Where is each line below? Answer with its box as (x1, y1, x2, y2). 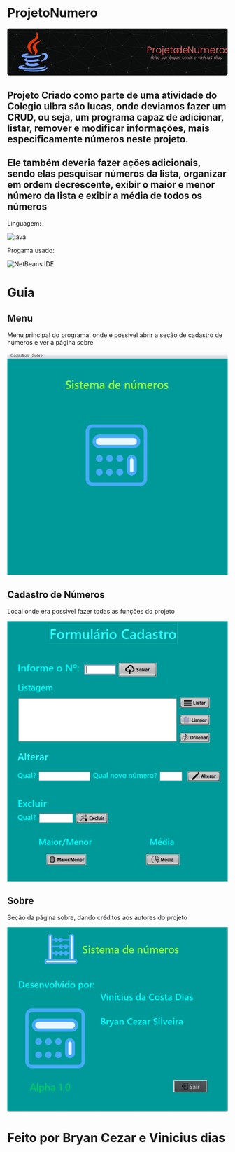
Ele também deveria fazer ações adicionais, (7, 157, 201, 169)
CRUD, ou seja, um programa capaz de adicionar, (7, 111, 225, 123)
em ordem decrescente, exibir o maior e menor (7, 179, 215, 191)
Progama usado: (7, 247, 55, 255)
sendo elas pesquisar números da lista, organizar (7, 168, 227, 180)
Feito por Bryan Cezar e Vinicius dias (7, 1130, 226, 1146)
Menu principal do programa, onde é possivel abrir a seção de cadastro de (7, 331, 222, 339)
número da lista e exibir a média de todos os (7, 190, 203, 202)
